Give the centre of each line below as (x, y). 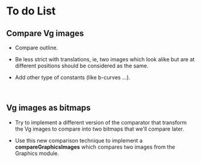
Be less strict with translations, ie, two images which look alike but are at (105, 59)
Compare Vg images (45, 33)
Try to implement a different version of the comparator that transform (101, 122)
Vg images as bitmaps (49, 108)
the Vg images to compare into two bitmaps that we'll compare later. (100, 129)
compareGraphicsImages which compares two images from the (95, 147)
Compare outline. (36, 48)
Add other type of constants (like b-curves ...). (73, 77)
